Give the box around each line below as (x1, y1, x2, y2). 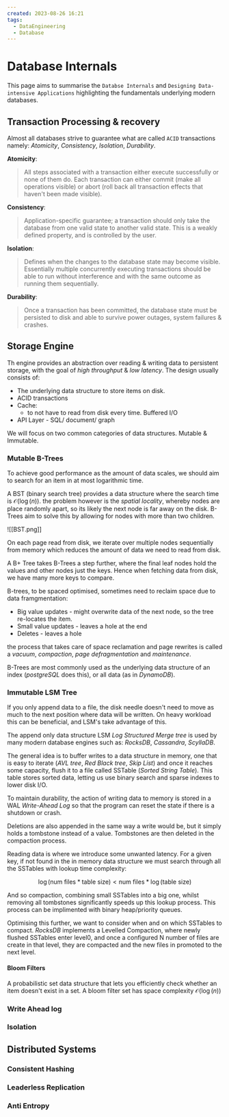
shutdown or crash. (7, 809, 62, 817)
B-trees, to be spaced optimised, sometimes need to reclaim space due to (7, 587, 216, 596)
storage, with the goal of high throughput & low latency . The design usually (7, 366, 219, 374)
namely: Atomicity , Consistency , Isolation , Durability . (7, 141, 156, 150)
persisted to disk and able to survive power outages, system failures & (23, 314, 222, 321)
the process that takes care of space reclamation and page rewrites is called (7, 643, 223, 651)
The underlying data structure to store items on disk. (16, 386, 165, 395)
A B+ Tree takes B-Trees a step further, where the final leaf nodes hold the (7, 559, 217, 567)
